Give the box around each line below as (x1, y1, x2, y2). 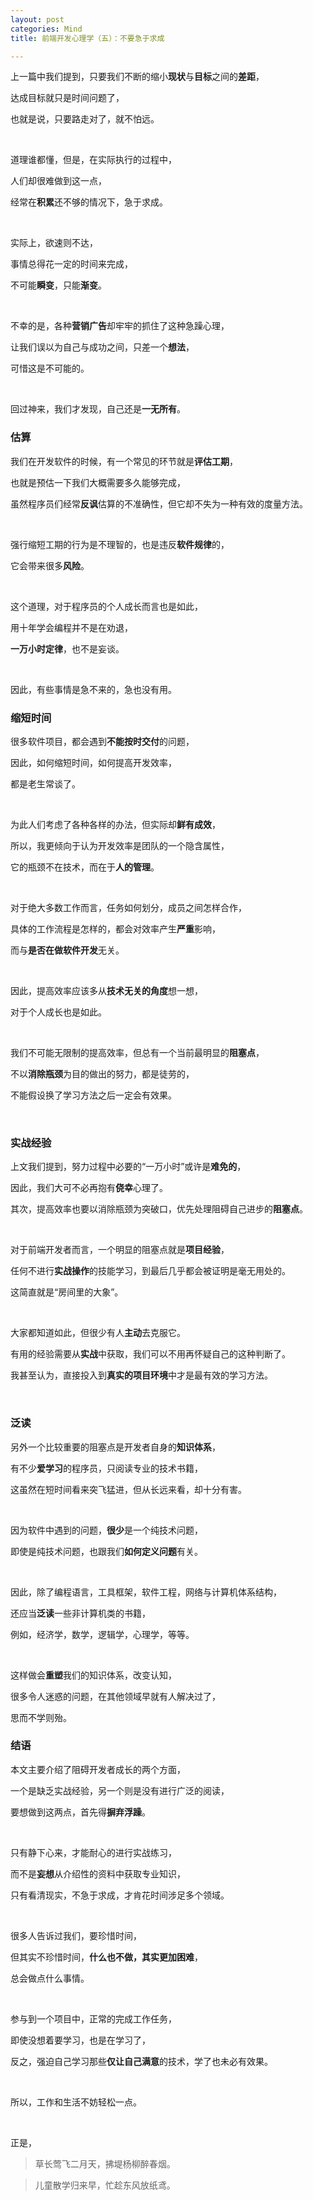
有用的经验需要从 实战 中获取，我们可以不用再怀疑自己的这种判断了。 (10, 1348, 291, 1360)
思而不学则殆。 (10, 1711, 72, 1723)
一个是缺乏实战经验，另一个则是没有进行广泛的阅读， (10, 1784, 230, 1796)
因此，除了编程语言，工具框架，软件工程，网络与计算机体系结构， (10, 1586, 282, 1598)
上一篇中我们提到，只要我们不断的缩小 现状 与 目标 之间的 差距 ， (10, 71, 265, 83)
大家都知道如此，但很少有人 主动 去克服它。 (10, 1327, 186, 1339)
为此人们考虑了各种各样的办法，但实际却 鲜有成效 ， (10, 818, 221, 830)
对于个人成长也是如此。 (10, 1006, 107, 1018)
